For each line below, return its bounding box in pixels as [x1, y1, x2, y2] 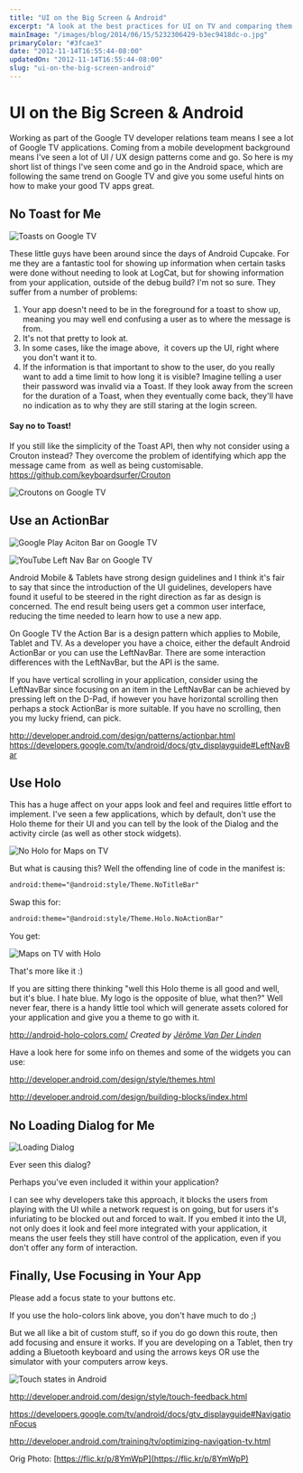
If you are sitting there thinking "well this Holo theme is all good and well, [9, 984, 280, 994]
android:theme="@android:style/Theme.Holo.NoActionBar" [9, 914, 224, 924]
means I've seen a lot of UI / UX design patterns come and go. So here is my [9, 151, 294, 163]
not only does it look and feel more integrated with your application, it [9, 1223, 268, 1234]
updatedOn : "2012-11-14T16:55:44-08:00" [9, 55, 164, 64]
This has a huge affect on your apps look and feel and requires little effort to [9, 799, 292, 810]
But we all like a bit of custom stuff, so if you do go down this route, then [9, 1327, 278, 1338]
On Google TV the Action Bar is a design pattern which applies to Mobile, [9, 628, 281, 639]
